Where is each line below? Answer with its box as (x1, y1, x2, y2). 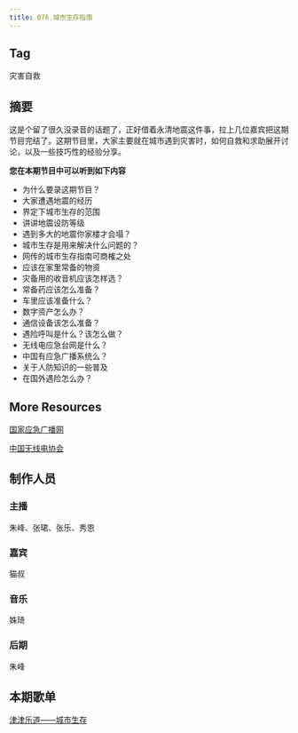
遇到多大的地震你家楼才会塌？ (21, 228, 131, 240)
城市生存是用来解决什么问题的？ (21, 240, 139, 251)
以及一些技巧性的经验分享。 (24, 147, 126, 157)
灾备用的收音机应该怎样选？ (21, 273, 124, 284)
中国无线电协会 (9, 443, 64, 454)
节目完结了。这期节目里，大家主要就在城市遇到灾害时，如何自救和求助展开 (9, 135, 281, 147)
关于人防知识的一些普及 (21, 362, 108, 373)
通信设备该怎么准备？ (21, 317, 100, 329)
